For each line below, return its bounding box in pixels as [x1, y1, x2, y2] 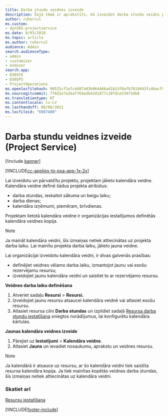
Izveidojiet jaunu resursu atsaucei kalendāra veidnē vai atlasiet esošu [12, 297, 155, 303]
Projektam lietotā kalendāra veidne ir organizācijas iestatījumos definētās [5, 213, 156, 219]
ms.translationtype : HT [5, 95, 55, 100]
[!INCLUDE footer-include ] [5, 407, 58, 413]
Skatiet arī [5, 386, 31, 393]
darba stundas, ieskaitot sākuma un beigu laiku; [12, 192, 111, 198]
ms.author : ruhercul [5, 40, 48, 45]
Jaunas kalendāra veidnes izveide [5, 328, 77, 334]
